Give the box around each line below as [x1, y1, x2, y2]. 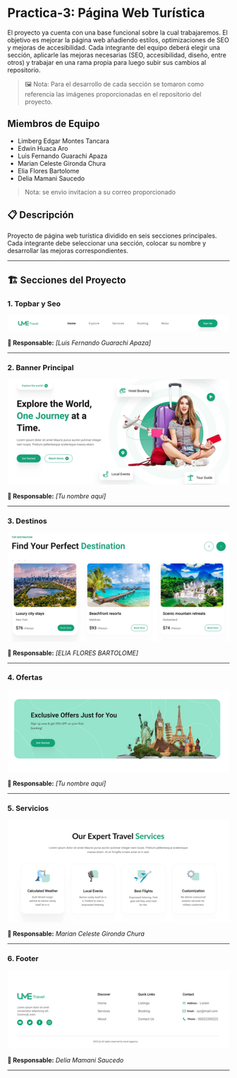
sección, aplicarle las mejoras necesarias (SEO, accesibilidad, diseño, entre [7, 51, 227, 59]
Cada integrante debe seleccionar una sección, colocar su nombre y [7, 238, 207, 247]
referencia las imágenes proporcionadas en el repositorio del [24, 90, 202, 98]
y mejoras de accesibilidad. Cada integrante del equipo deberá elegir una [7, 43, 221, 51]
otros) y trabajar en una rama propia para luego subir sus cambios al [7, 58, 207, 66]
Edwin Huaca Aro [17, 144, 68, 152]
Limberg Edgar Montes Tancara [17, 136, 109, 145]
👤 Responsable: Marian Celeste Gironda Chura [7, 929, 145, 938]
